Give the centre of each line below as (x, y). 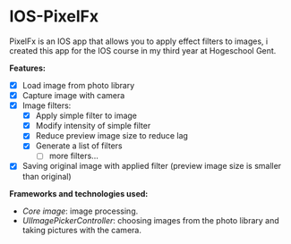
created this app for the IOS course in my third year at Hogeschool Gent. (143, 50)
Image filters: (47, 105)
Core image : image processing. (80, 211)
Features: (28, 68)
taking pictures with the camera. (81, 230)
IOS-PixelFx (54, 17)
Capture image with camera (73, 95)
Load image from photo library (78, 85)
